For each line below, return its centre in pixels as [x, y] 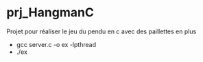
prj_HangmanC [50, 13]
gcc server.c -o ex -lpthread [56, 44]
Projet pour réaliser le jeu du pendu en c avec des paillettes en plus [101, 31]
